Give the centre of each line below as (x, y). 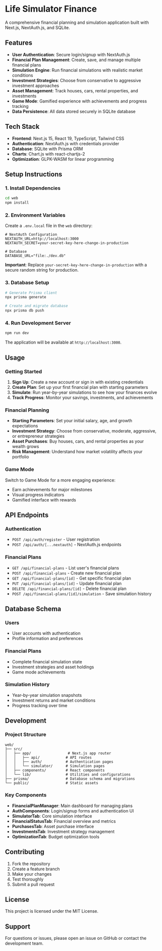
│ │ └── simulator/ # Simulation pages (55, 766)
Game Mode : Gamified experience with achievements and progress (79, 101)
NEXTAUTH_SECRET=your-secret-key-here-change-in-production (67, 243)
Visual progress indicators (38, 495)
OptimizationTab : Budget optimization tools (56, 836)
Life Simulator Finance (51, 9)
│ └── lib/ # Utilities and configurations (68, 774)
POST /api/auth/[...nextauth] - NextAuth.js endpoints (67, 545)
